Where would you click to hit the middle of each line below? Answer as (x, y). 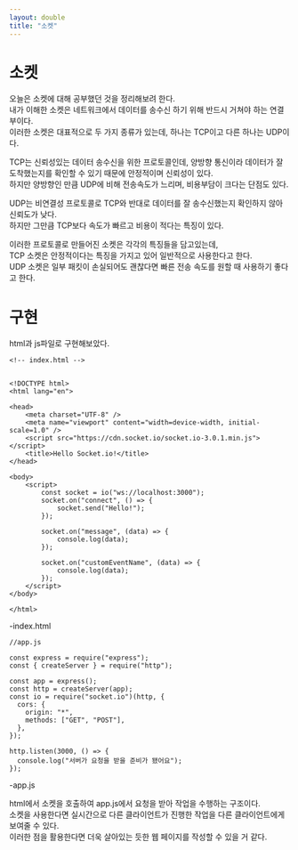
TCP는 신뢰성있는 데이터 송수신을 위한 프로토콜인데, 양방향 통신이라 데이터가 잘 (146, 162)
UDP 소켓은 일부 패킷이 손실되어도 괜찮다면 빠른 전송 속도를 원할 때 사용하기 (141, 267)
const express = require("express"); (79, 658)
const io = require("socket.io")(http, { (87, 697)
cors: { (32, 705)
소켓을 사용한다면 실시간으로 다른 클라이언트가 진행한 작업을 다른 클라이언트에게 (147, 814)
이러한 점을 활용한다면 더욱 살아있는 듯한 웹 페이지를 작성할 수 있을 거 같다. (138, 837)
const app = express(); (53, 682)
